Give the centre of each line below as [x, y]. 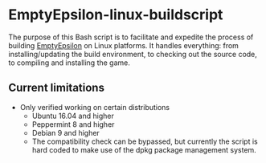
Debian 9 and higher [66, 132]
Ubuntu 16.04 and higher [73, 116]
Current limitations [56, 88]
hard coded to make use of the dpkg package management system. [144, 149]
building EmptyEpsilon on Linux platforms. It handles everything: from [124, 45]
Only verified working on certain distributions [95, 107]
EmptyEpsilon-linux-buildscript [116, 15]
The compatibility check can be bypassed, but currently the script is [145, 141]
